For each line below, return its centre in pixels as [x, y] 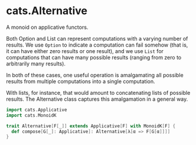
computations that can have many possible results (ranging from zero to [94, 57]
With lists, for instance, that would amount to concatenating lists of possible [98, 93]
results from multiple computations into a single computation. [81, 81]
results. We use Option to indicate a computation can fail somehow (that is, [97, 45]
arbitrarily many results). [36, 64]
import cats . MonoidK [32, 115]
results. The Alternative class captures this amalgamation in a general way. [97, 99]
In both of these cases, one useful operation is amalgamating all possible [95, 75]
